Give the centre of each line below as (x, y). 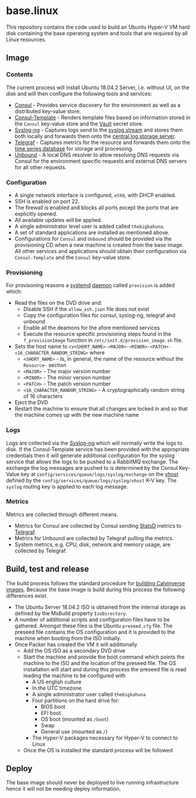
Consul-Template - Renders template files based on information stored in (102, 117)
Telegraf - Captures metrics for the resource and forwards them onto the (102, 142)
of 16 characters (43, 396)
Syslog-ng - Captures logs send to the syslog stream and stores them (99, 129)
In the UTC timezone (57, 688)
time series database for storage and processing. (74, 148)
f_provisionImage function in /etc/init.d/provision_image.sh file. (103, 340)
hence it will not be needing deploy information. (63, 789)
